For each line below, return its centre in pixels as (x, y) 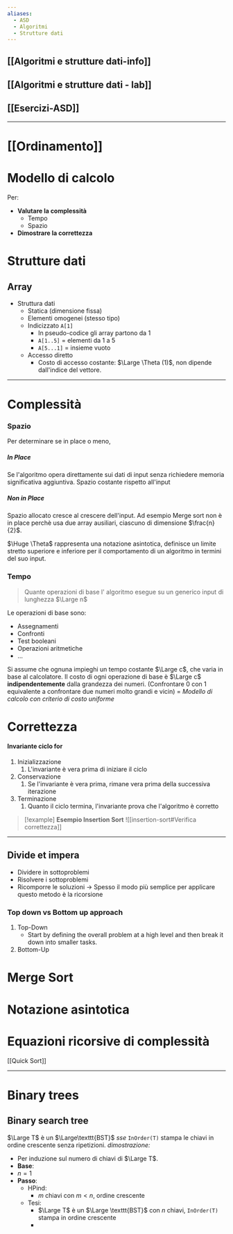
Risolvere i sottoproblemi (53, 879)
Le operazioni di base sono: (47, 612)
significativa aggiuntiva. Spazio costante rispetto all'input (89, 482)
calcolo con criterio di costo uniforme (61, 699)
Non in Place (26, 498)
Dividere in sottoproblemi (53, 872)
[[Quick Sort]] (27, 1060)
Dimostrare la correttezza (55, 233)
